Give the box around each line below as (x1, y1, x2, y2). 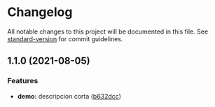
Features (7, 76, 39, 86)
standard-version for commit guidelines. (7, 34, 123, 43)
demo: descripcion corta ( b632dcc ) (17, 92, 121, 100)
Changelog (7, 4, 73, 20)
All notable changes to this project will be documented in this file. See (7, 27, 209, 36)
